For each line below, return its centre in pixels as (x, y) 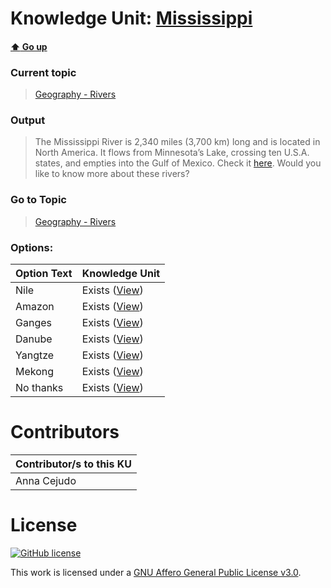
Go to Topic (38, 200)
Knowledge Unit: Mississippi (131, 18)
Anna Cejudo (46, 480)
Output (28, 120)
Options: (32, 247)
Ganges (33, 322)
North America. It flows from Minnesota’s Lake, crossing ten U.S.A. (172, 153)
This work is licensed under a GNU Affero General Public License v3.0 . (156, 572)
